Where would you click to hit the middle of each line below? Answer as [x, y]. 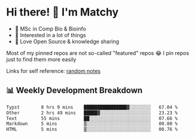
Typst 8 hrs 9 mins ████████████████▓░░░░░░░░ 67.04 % [92, 107]
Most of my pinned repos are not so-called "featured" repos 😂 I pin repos [98, 53]
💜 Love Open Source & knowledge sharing [67, 41]
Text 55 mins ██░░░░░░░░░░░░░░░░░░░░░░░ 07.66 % [92, 118]
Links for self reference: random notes [53, 70]
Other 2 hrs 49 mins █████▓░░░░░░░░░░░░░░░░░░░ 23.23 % [92, 113]
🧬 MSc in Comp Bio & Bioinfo [51, 29]
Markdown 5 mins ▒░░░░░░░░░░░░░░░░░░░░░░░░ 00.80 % [92, 124]
